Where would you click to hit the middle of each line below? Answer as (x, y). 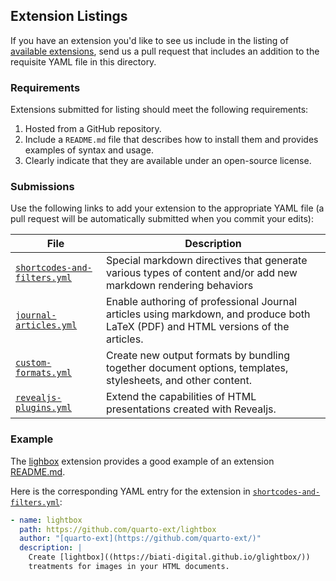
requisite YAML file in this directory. (83, 61)
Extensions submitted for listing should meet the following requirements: (159, 110)
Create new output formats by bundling (197, 356)
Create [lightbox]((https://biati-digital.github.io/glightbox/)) (169, 557)
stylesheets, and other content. (178, 381)
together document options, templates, (197, 368)
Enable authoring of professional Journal (201, 302)
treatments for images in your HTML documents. (129, 567)
